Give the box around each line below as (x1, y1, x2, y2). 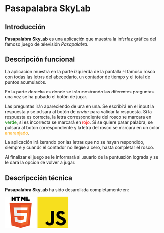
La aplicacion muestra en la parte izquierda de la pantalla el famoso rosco (5, 68, 156, 74)
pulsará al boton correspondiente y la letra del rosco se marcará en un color (5, 124, 160, 130)
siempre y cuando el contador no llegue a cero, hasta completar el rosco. (5, 144, 154, 150)
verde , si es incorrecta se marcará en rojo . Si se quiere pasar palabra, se (5, 119, 153, 125)
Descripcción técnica (5, 174, 73, 182)
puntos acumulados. (5, 79, 47, 85)
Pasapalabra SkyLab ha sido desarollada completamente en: (5, 186, 129, 193)
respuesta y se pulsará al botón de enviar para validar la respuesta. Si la (5, 108, 152, 114)
